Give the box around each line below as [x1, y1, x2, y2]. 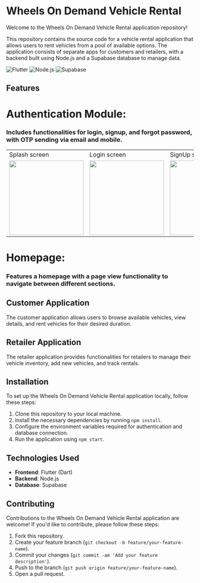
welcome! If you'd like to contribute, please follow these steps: [6, 520, 160, 528]
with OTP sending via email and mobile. [6, 136, 123, 144]
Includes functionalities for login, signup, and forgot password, [6, 128, 192, 136]
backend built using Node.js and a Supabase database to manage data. [6, 54, 182, 61]
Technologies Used [6, 453, 79, 463]
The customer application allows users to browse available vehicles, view [6, 314, 186, 321]
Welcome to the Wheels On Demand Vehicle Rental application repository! [6, 24, 188, 31]
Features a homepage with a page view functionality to [6, 272, 168, 280]
